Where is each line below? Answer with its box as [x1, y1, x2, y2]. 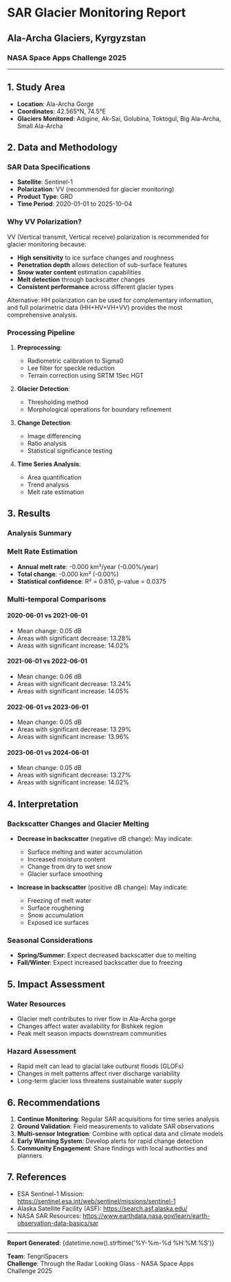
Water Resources [7, 999, 67, 1009]
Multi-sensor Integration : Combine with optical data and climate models [16, 1130, 223, 1138]
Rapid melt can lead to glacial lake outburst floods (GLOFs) [16, 1062, 184, 1071]
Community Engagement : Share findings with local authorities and [16, 1144, 208, 1153]
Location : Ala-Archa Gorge [16, 100, 94, 108]
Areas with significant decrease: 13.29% [16, 725, 132, 734]
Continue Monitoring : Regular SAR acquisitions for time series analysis [16, 1115, 220, 1123]
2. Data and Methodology [7, 142, 118, 153]
